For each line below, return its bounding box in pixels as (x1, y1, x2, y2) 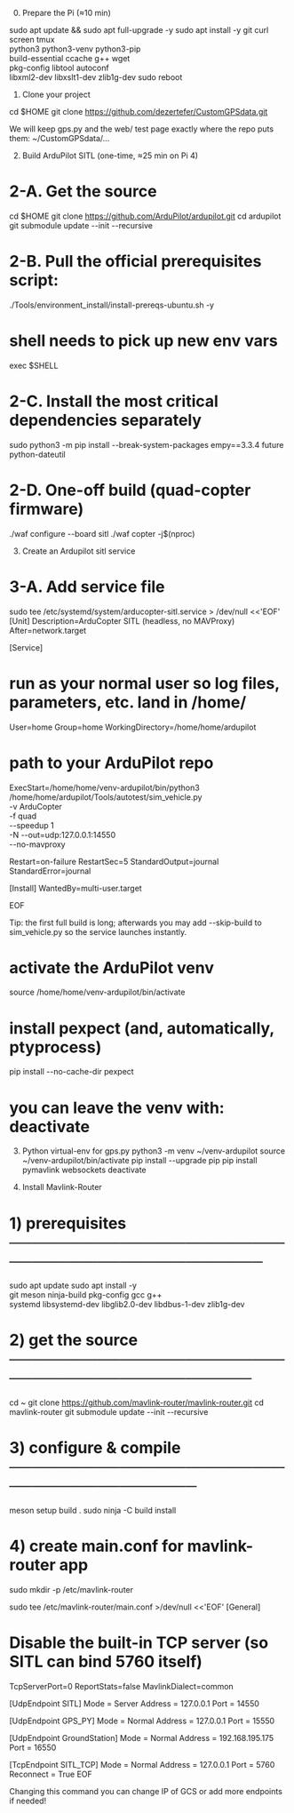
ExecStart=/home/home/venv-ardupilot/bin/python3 (9, 782, 200, 793)
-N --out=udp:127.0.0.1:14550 (9, 829, 116, 840)
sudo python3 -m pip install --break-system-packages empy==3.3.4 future (9, 439, 284, 450)
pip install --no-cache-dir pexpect (9, 1066, 135, 1077)
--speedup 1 (9, 819, 55, 830)
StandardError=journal (9, 866, 91, 876)
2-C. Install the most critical (9, 391, 219, 411)
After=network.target (9, 625, 87, 635)
